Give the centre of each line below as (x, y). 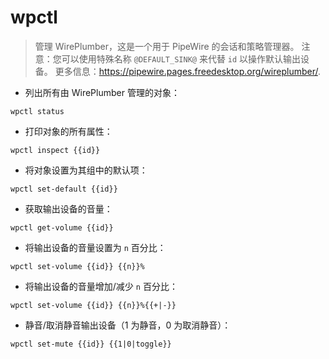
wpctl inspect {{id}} (55, 150)
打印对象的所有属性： (68, 131)
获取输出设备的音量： (68, 208)
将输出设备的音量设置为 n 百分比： (95, 247)
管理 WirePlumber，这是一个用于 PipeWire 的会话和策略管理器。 (167, 46)
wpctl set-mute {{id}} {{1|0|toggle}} (91, 344)
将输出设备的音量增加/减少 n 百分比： (101, 286)
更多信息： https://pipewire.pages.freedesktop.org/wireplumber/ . (188, 71)
